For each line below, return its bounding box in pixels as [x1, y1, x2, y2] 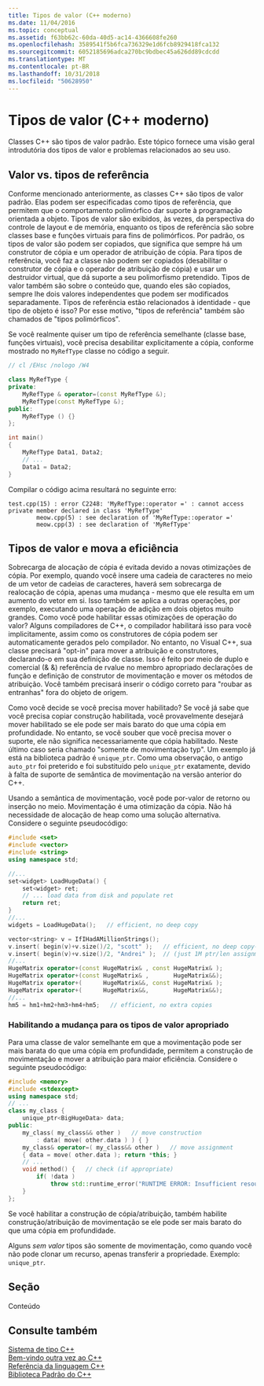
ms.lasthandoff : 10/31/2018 [8, 70, 101, 78]
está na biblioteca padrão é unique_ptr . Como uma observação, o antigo [8, 753, 244, 763]
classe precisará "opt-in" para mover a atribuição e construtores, [8, 646, 219, 656]
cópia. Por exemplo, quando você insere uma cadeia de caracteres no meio [8, 571, 253, 580]
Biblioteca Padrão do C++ [8, 1369, 92, 1380]
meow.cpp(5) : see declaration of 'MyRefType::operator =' [36, 513, 234, 521]
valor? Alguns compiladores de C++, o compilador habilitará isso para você [8, 621, 252, 631]
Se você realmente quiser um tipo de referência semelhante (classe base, [8, 329, 247, 339]
